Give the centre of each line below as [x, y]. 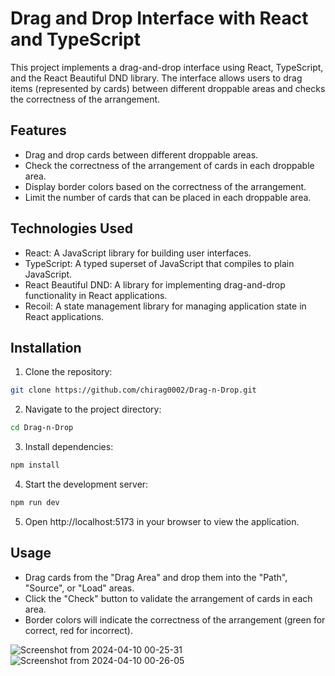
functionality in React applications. [96, 295]
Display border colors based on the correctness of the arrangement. [165, 186]
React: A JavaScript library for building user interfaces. [138, 253]
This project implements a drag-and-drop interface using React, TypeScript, [167, 67]
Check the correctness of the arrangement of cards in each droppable [169, 165]
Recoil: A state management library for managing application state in [165, 306]
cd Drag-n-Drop [42, 428]
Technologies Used [71, 228]
